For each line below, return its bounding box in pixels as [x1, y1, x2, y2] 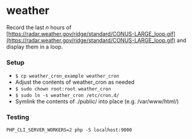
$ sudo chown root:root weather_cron [15, 86, 112, 92]
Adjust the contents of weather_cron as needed [15, 78, 135, 86]
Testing [6, 113, 29, 121]
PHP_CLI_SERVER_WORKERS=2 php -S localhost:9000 [6, 127, 132, 133]
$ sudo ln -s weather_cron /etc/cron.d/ [15, 92, 119, 99]
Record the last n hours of [6, 24, 72, 31]
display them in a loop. [6, 43, 63, 50]
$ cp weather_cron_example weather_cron [15, 73, 119, 80]
